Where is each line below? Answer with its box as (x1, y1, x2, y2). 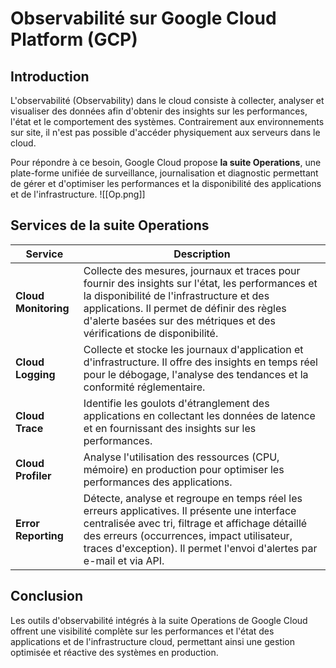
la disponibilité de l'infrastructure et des (83, 288, 270, 302)
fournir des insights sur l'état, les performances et (83, 276, 318, 290)
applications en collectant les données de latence (83, 408, 316, 422)
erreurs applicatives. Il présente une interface (83, 503, 297, 517)
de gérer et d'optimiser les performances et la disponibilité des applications (10, 178, 322, 189)
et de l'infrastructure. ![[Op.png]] (10, 188, 146, 200)
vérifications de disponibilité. (83, 326, 219, 340)
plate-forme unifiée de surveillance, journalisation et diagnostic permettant (10, 167, 319, 179)
